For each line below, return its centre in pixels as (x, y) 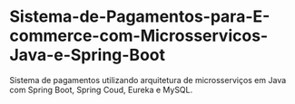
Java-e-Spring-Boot (88, 55)
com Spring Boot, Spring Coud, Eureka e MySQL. (101, 90)
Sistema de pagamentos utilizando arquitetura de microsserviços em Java (148, 80)
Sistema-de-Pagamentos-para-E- (140, 17)
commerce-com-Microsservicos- (139, 36)
